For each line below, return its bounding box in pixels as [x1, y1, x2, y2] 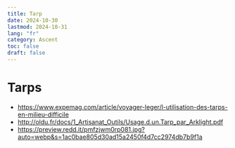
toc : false [7, 43, 39, 50]
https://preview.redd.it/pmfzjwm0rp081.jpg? [17, 125, 146, 133]
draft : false [7, 50, 46, 57]
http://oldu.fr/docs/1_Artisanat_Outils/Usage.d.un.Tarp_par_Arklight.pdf [17, 117, 224, 126]
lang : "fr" [7, 29, 39, 37]
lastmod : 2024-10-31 [7, 23, 68, 30]
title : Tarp [7, 10, 42, 18]
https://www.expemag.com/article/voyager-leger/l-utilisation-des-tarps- [17, 102, 228, 111]
